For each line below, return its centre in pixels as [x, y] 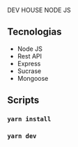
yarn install [29, 119]
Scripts [23, 100]
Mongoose [33, 78]
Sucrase [29, 71]
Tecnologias [34, 32]
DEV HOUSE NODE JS [39, 10]
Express [29, 63]
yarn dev [22, 136]
